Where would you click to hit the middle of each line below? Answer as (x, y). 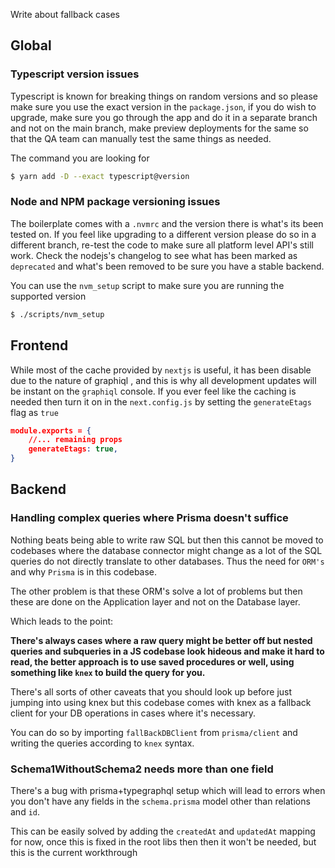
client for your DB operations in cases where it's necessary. (133, 713)
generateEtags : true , (73, 449)
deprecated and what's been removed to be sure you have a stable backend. (167, 266)
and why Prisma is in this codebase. (84, 571)
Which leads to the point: (62, 621)
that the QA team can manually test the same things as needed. (141, 138)
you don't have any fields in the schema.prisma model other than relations (160, 801)
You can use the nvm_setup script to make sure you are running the (147, 285)
